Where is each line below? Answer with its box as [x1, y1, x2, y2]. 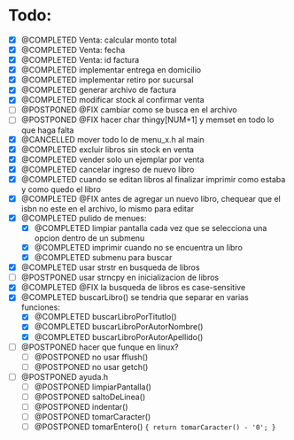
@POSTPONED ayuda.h [20, 371, 109, 382]
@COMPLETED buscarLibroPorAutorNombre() [34, 321, 204, 332]
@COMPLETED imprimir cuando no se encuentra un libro [34, 243, 243, 252]
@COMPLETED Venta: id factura [20, 55, 140, 66]
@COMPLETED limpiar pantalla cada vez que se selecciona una [34, 222, 267, 233]
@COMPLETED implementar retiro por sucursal [20, 74, 194, 85]
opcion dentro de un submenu [34, 233, 145, 243]
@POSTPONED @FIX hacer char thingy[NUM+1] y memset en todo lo [20, 114, 275, 125]
